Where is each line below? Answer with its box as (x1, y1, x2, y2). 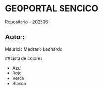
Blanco (12, 80, 26, 86)
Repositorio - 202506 (5, 19, 48, 25)
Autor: (5, 33, 25, 41)
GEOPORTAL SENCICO (5, 3, 99, 14)
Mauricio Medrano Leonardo (5, 46, 62, 52)
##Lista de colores (5, 55, 43, 61)
